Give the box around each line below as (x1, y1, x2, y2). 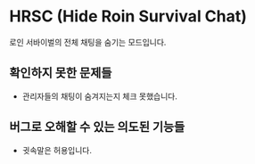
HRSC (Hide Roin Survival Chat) (9, 6, 248, 27)
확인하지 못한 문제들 (9, 65, 112, 81)
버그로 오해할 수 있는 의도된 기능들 (9, 119, 185, 135)
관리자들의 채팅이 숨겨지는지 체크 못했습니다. (21, 91, 178, 102)
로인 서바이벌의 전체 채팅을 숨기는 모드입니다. (9, 37, 167, 47)
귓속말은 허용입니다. (21, 144, 92, 155)
